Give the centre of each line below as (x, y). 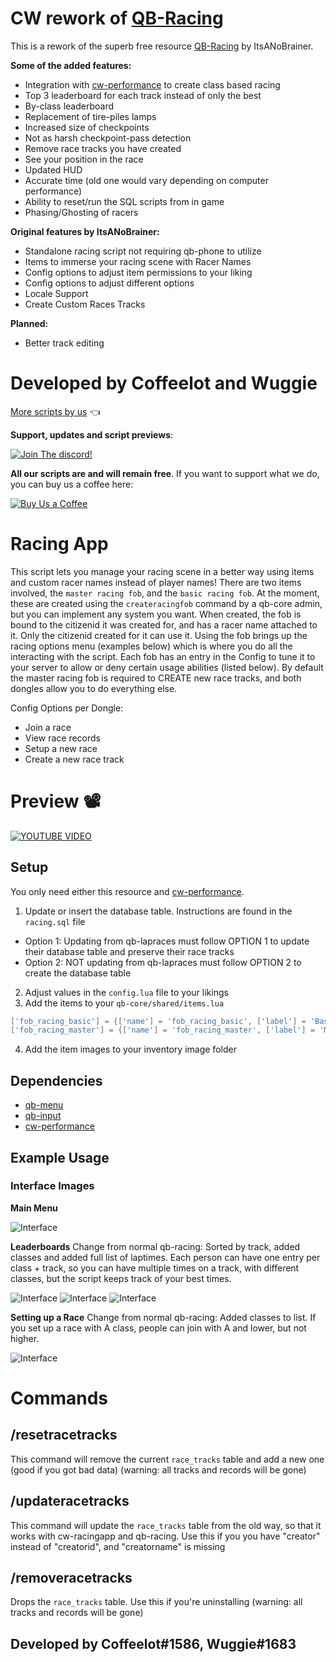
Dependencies (56, 1080)
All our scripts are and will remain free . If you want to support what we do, (165, 473)
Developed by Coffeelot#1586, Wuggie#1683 (153, 1643)
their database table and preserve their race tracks (129, 951)
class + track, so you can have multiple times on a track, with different (155, 1268)
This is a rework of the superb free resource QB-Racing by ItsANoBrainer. (162, 46)
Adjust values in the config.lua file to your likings (126, 992)
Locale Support (56, 293)
